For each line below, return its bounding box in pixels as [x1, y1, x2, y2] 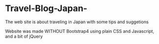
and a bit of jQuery [5, 33, 43, 39]
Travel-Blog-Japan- [5, 3, 87, 14]
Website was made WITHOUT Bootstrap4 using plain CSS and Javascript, [5, 28, 155, 34]
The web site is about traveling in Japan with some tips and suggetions [5, 19, 149, 25]
